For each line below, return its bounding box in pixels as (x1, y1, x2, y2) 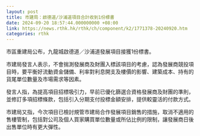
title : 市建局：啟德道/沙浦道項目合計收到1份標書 (6, 14, 115, 20)
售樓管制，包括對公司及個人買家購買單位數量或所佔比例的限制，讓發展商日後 (6, 116, 194, 123)
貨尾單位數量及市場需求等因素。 (6, 76, 85, 83)
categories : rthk (6, 31, 49, 37)
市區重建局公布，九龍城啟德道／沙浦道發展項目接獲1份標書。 (6, 48, 155, 55)
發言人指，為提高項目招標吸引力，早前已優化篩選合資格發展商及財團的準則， (6, 88, 194, 95)
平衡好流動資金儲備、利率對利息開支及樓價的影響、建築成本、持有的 (26, 68, 194, 75)
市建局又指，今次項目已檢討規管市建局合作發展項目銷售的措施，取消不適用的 (6, 109, 194, 116)
